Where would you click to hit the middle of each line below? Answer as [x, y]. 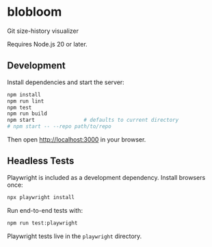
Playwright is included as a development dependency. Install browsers [106, 177]
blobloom [35, 12]
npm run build [27, 114]
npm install [24, 94]
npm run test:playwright [42, 223]
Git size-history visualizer [43, 31]
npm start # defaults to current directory [93, 120]
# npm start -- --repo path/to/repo [59, 127]
